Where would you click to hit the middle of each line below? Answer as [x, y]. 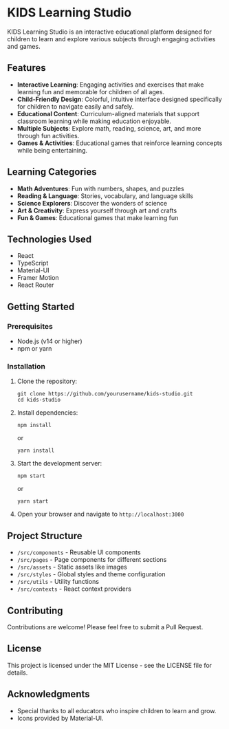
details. [18, 673]
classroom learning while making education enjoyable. [94, 121]
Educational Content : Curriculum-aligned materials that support [108, 113]
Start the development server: [59, 464]
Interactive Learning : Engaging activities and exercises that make [110, 85]
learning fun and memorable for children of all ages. [91, 91]
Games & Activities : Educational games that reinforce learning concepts [120, 143]
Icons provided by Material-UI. [60, 718]
